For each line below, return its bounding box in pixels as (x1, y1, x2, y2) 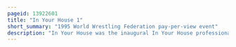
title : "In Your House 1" (7, 17, 83, 23)
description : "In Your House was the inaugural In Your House (7, 29, 193, 37)
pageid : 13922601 (7, 10, 58, 17)
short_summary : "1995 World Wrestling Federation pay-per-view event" (7, 23, 218, 30)
